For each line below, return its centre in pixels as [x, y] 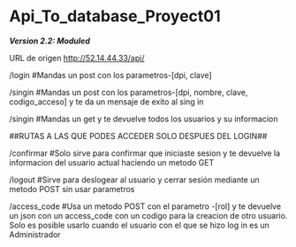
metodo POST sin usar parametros [72, 189]
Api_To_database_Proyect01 [115, 16]
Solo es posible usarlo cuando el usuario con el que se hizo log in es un [139, 225]
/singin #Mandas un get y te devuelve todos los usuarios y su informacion [144, 119]
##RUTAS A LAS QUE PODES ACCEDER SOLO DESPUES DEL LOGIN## [138, 135]
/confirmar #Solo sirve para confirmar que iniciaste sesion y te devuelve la [145, 153]
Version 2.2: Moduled [50, 41]
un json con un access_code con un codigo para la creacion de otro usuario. [148, 215]
